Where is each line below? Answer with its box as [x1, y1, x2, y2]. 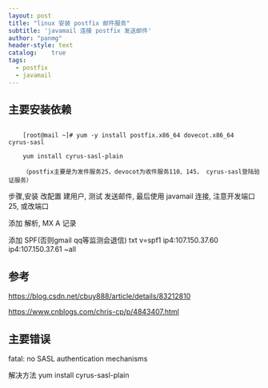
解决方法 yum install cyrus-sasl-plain [8, 370, 130, 380]
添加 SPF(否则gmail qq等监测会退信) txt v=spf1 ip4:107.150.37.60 [8, 235, 218, 245]
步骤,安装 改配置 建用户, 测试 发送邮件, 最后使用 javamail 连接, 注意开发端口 [8, 191, 256, 201]
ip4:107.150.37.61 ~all [8, 245, 77, 254]
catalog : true [8, 49, 66, 57]
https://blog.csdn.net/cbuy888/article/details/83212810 [8, 291, 191, 301]
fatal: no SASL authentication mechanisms [8, 354, 148, 364]
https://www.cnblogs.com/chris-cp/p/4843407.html [8, 307, 180, 317]
